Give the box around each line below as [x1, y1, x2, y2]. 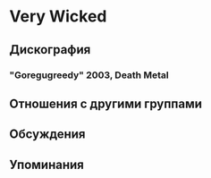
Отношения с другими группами [9, 96, 203, 111]
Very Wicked [9, 6, 107, 27]
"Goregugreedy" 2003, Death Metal [9, 69, 169, 81]
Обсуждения [9, 127, 86, 142]
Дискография [9, 42, 91, 57]
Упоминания [9, 157, 85, 172]
